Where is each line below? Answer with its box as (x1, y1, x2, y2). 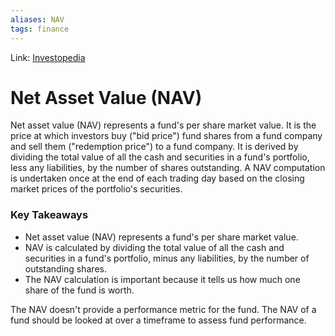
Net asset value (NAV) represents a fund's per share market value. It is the (10, 119, 317, 131)
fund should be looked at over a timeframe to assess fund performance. (10, 314, 307, 326)
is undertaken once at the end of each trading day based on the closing (10, 172, 305, 185)
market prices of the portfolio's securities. (10, 183, 183, 195)
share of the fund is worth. (24, 284, 135, 296)
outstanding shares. (24, 262, 107, 275)
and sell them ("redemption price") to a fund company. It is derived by (10, 141, 299, 153)
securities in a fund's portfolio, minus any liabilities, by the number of (24, 252, 310, 264)
